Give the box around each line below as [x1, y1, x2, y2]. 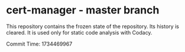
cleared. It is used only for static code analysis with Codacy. [6, 29, 152, 36]
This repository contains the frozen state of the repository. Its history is [6, 23, 179, 30]
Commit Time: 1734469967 [6, 40, 73, 47]
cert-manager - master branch [6, 4, 160, 17]
